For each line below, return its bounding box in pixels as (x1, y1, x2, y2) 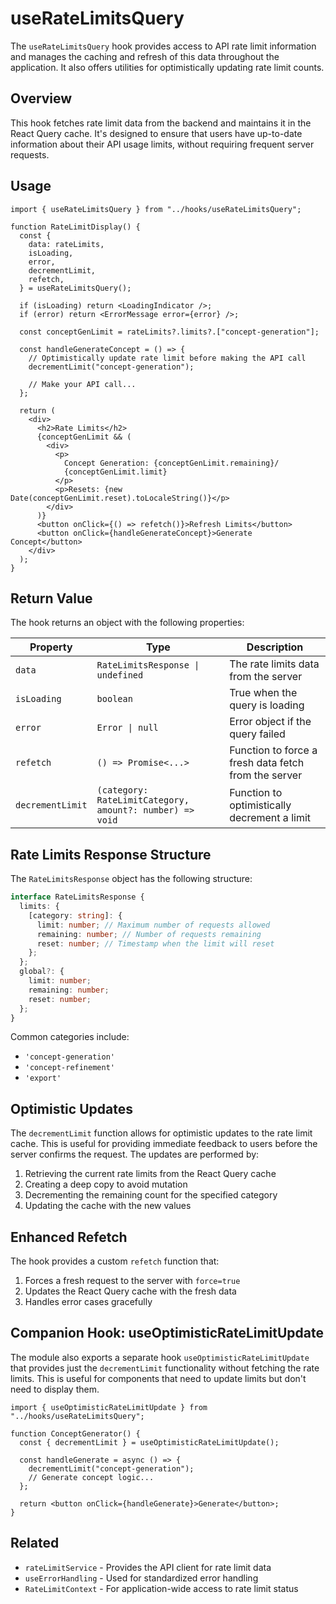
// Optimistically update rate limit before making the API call (28, 353, 307, 363)
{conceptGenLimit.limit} (63, 467, 168, 477)
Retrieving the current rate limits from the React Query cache (24, 1168, 277, 1180)
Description (246, 640, 304, 654)
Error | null (96, 722, 159, 734)
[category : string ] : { (28, 910, 123, 921)
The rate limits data (229, 657, 320, 671)
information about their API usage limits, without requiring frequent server (10, 138, 315, 150)
